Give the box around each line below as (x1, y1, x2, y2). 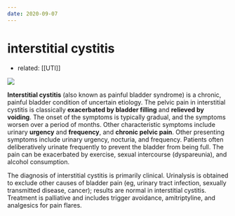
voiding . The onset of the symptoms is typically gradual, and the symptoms (7, 113, 226, 121)
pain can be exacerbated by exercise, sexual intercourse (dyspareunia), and (7, 150, 227, 158)
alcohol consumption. (7, 157, 70, 166)
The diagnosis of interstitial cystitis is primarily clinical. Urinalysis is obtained (7, 171, 229, 180)
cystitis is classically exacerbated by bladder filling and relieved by (7, 105, 205, 114)
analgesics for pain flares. (7, 201, 82, 209)
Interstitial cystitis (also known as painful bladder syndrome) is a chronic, (7, 90, 222, 99)
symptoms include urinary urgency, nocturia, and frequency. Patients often (7, 135, 224, 144)
